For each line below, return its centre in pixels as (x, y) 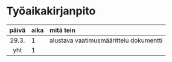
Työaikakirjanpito (51, 11)
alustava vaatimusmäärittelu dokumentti (106, 40)
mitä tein (62, 30)
